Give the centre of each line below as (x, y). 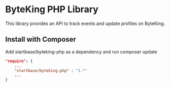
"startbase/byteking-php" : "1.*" (51, 70)
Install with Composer (41, 39)
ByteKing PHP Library (52, 9)
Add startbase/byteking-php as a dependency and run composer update (81, 51)
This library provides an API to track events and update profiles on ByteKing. (85, 23)
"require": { (19, 61)
